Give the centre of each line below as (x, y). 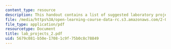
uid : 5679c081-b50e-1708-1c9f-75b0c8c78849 (52, 39)
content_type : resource (31, 10)
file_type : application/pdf (35, 24)
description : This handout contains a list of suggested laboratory (79, 15)
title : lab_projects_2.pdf (34, 34)
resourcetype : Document (31, 29)
